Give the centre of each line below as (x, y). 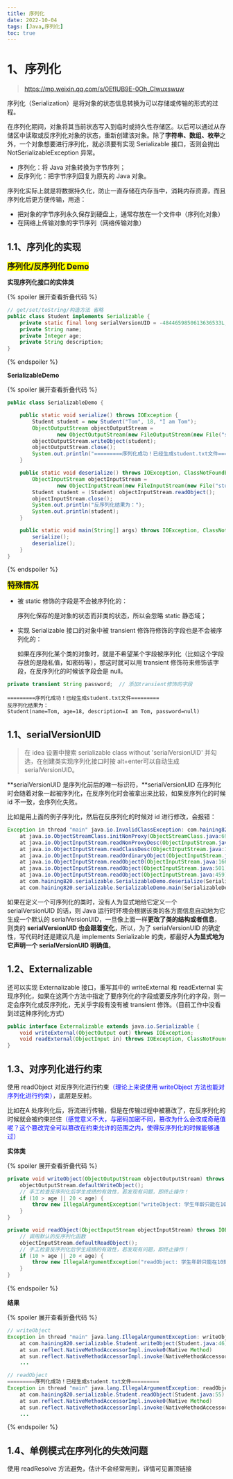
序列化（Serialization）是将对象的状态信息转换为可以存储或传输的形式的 (110, 103)
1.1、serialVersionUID (54, 734)
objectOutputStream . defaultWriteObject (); (82, 1185)
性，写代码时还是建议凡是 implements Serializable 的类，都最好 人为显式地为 (116, 936)
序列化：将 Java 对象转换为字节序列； (71, 168)
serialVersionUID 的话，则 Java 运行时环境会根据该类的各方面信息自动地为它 (116, 910)
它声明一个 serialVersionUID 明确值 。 (61, 945)
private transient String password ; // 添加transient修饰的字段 (100, 684)
